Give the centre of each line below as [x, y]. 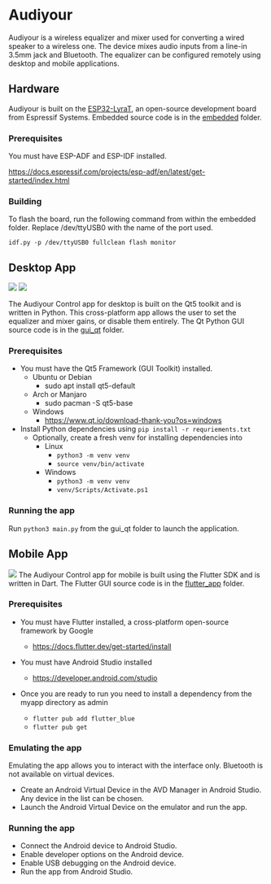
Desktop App [42, 267]
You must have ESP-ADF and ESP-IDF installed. [87, 156]
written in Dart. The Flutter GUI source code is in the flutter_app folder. [127, 583]
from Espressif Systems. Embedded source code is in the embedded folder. [135, 117]
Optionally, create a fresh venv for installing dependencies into [137, 438]
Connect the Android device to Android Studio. [98, 846]
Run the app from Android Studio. [76, 872]
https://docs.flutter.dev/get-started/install [102, 646]
